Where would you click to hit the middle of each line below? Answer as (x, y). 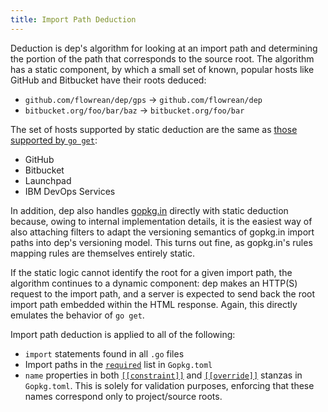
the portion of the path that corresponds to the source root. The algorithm (162, 58)
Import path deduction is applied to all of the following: (123, 334)
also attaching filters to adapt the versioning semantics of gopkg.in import (162, 232)
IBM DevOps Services (70, 191)
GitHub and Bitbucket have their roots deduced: (108, 80)
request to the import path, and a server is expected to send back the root (163, 293)
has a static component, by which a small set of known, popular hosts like (162, 69)
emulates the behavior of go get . (77, 315)
